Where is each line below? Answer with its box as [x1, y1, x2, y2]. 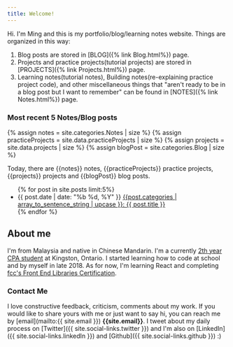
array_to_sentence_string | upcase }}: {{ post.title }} [17, 200, 166, 208]
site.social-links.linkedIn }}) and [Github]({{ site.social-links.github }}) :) [16, 332, 222, 340]
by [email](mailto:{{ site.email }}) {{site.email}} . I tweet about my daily [7, 317, 211, 325]
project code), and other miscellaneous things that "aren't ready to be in [17, 80, 226, 88]
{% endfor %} [17, 207, 58, 215]
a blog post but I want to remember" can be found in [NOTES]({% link [17, 87, 218, 96]
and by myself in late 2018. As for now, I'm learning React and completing [7, 261, 219, 269]
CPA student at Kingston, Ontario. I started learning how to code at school [7, 253, 220, 262]
